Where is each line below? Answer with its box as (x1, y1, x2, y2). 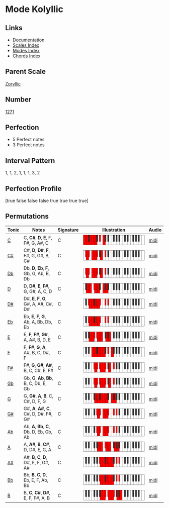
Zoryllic (5, 80, 21, 86)
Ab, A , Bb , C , (23, 423, 50, 429)
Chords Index (12, 53, 41, 59)
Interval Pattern (5, 156, 55, 165)
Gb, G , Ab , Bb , (23, 375, 53, 381)
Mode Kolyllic (5, 4, 64, 15)
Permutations (5, 212, 49, 221)
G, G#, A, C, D (23, 288, 52, 294)
